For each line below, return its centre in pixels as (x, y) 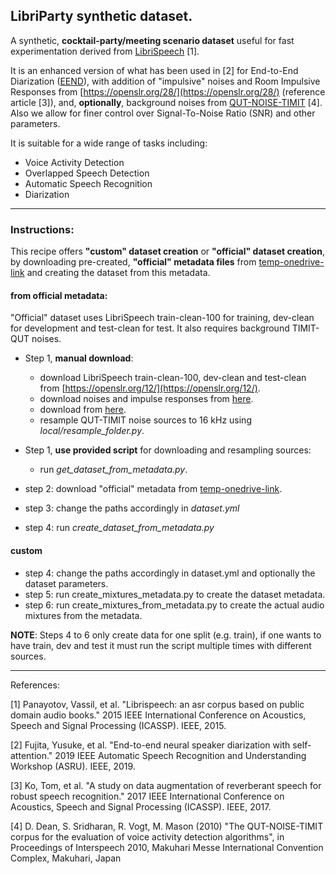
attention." (31, 755)
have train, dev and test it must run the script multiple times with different (161, 645)
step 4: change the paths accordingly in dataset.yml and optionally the (170, 573)
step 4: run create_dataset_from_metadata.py (119, 528)
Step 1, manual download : (79, 358)
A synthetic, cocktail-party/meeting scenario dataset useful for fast (152, 40)
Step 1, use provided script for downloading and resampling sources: (168, 450)
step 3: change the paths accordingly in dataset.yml (132, 508)
